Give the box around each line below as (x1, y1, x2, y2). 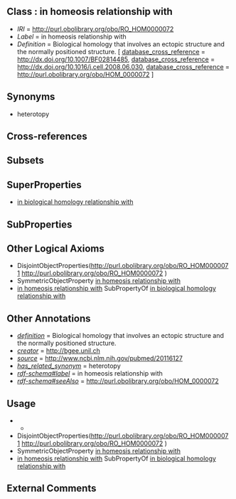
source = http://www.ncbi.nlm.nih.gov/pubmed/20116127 (16, 354, 183, 363)
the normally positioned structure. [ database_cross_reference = (16, 47, 205, 56)
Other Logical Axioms (6, 242, 104, 254)
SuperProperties (6, 178, 82, 191)
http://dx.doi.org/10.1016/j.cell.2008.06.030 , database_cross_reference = (16, 62, 230, 71)
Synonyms (6, 91, 55, 103)
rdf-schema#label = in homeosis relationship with (16, 369, 163, 378)
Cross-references (6, 130, 88, 143)
